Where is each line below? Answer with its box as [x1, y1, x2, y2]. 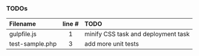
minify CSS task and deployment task [85, 30, 190, 39]
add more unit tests [85, 40, 139, 48]
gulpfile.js [9, 30, 37, 39]
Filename [9, 20, 36, 28]
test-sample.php [9, 40, 57, 48]
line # [62, 20, 79, 28]
